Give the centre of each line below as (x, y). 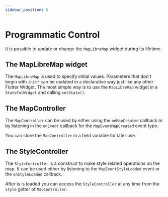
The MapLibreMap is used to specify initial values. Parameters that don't (78, 76)
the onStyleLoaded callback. (34, 174)
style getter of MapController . (36, 189)
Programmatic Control (53, 34)
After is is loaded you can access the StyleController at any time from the (82, 184)
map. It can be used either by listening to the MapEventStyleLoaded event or (82, 169)
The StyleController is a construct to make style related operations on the (82, 163)
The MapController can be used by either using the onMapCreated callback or (84, 121)
